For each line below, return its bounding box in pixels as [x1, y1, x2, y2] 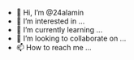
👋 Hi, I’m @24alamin [15, 8, 84, 17]
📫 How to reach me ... [15, 43, 92, 52]
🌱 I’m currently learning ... [15, 25, 103, 34]
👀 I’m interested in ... [15, 16, 85, 26]
